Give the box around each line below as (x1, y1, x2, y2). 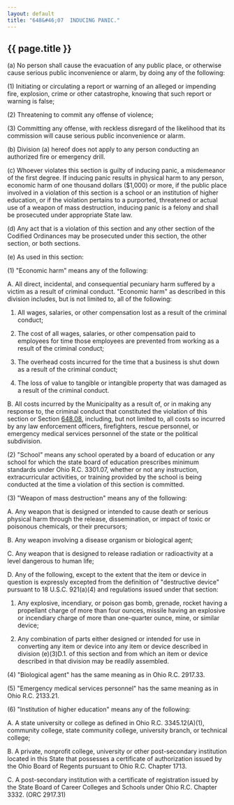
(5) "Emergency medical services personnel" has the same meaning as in (7, 684, 219, 693)
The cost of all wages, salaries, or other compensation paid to (17, 330, 196, 338)
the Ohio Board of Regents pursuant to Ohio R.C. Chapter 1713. (7, 762, 187, 771)
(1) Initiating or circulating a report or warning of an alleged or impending (7, 82, 217, 91)
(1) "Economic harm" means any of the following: (7, 267, 148, 275)
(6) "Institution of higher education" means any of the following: (7, 705, 191, 714)
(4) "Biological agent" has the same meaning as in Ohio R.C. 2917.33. (7, 671, 205, 679)
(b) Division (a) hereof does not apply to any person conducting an (7, 145, 199, 154)
